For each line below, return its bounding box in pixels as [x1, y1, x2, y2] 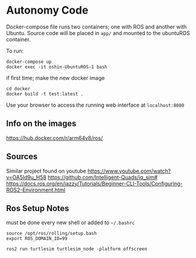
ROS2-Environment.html [6, 186, 65, 193]
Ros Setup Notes [6, 203, 69, 214]
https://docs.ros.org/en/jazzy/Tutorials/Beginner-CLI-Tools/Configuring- [6, 180, 183, 187]
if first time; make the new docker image [6, 74, 105, 81]
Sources [6, 152, 38, 162]
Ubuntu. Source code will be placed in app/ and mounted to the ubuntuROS [6, 29, 190, 36]
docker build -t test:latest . [6, 91, 84, 97]
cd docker [6, 85, 31, 92]
